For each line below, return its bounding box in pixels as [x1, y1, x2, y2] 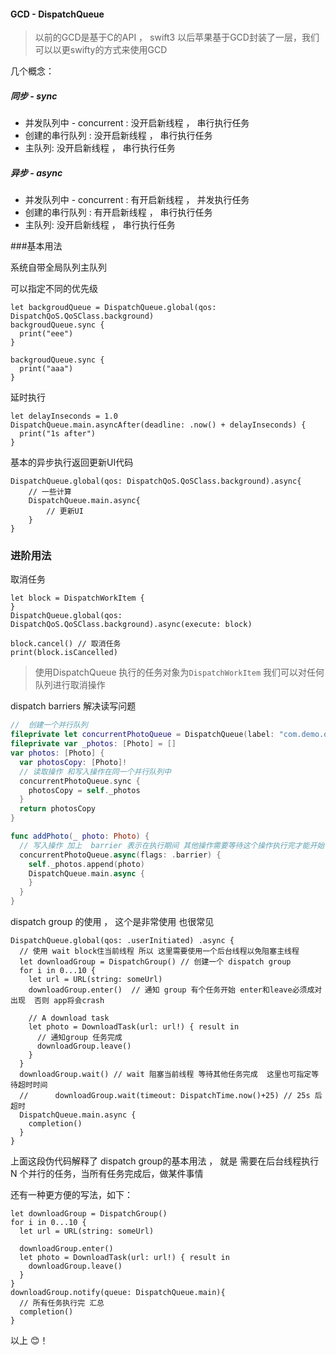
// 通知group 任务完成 [36, 1033, 123, 1043]
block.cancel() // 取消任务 [10, 639, 122, 649]
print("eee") [19, 329, 74, 339]
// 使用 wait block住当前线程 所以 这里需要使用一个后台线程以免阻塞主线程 [19, 946, 300, 957]
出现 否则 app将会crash [10, 996, 105, 1006]
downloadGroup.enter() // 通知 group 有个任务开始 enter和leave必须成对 [28, 985, 323, 995]
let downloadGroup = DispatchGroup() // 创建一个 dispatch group [19, 957, 292, 967]
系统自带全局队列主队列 [10, 261, 107, 274]
